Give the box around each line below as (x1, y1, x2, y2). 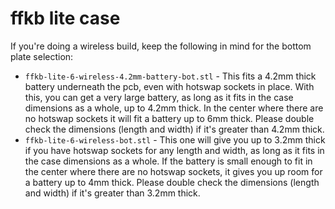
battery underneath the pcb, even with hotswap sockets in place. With (24, 80, 315, 92)
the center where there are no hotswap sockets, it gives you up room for (24, 165, 323, 177)
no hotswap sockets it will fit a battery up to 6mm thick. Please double (24, 112, 315, 124)
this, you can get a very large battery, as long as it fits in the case (24, 91, 294, 103)
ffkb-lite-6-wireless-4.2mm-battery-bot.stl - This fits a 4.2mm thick (24, 70, 317, 82)
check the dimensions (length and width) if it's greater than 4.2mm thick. (24, 123, 325, 135)
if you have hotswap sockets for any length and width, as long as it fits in (24, 144, 325, 156)
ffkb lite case (10, 7, 121, 30)
